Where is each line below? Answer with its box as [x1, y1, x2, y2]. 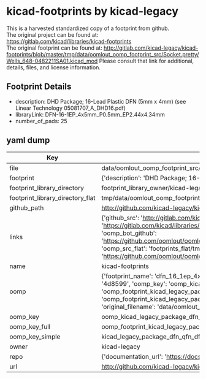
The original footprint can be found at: [6, 44, 102, 52]
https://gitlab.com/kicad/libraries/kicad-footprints [6, 37, 132, 45]
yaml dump [6, 135, 50, 145]
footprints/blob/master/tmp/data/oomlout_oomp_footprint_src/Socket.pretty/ [6, 50, 199, 58]
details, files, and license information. [6, 63, 101, 71]
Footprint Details [6, 82, 72, 92]
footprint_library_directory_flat [9, 193, 96, 202]
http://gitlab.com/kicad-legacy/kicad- [103, 44, 199, 52]
